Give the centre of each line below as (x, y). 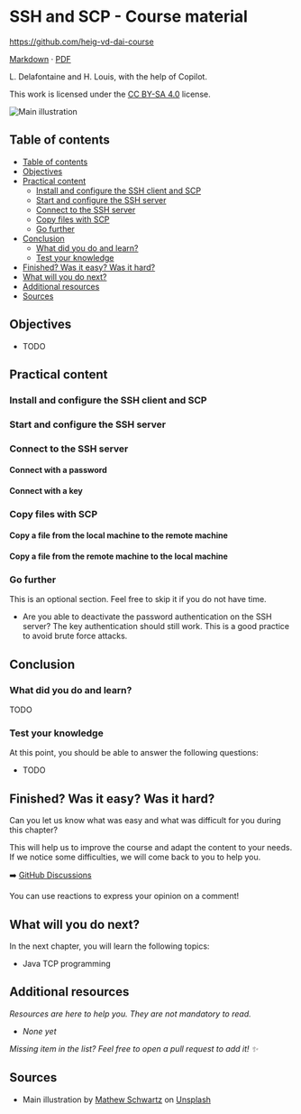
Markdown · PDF (41, 59)
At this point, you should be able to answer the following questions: (134, 753)
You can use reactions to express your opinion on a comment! (124, 896)
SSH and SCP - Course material (128, 17)
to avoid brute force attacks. (75, 636)
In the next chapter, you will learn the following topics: (109, 946)
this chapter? (34, 830)
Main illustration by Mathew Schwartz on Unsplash (117, 1100)
